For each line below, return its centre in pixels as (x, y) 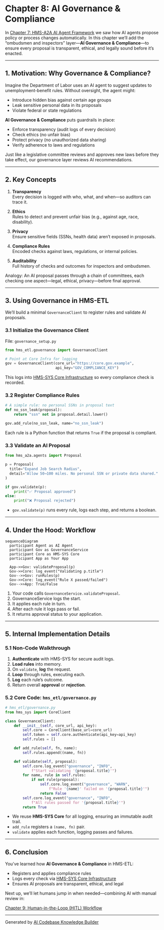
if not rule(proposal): (55, 780)
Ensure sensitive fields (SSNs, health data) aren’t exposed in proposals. (84, 236)
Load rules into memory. (37, 664)
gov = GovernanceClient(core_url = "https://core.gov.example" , (70, 363)
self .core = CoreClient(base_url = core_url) (67, 730)
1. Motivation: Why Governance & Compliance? (78, 73)
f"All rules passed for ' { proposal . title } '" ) (78, 803)
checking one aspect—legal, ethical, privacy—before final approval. (73, 280)
